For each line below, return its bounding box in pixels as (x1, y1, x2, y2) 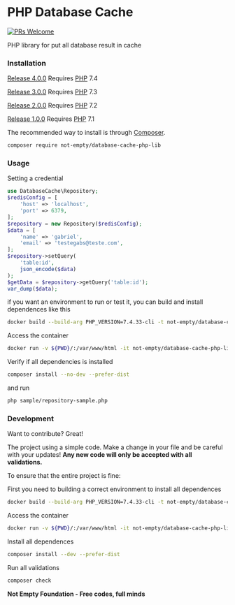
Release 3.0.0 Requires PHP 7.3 (7, 88, 98, 96)
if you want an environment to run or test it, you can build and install (7, 298, 204, 306)
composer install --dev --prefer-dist (7, 551, 120, 557)
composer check (7, 577, 52, 584)
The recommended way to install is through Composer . (7, 129, 166, 137)
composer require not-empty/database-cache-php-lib (7, 142, 161, 149)
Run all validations (7, 563, 59, 571)
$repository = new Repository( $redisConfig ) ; (7, 220, 142, 227)
